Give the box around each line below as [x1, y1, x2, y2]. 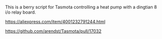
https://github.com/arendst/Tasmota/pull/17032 [5, 28, 102, 34]
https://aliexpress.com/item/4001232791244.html [5, 19, 106, 24]
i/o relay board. [5, 9, 36, 15]
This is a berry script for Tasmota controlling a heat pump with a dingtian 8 [5, 4, 157, 10]
